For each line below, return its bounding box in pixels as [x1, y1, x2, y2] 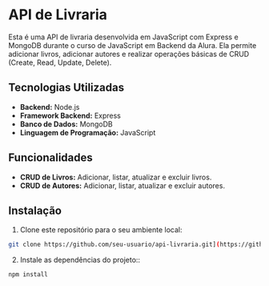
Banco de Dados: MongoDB [19, 119, 114, 129]
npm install [8, 271, 48, 279]
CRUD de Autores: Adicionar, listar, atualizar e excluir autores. [19, 180, 226, 190]
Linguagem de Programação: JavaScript [19, 127, 156, 137]
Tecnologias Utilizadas [8, 81, 125, 95]
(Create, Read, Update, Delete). [8, 58, 112, 67]
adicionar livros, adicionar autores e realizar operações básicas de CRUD [8, 49, 250, 58]
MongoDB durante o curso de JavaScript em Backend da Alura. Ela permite [8, 40, 257, 50]
